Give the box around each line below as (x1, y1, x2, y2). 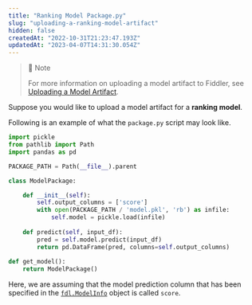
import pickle (8, 133, 56, 142)
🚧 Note (27, 63, 51, 72)
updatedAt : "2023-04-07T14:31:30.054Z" (8, 41, 141, 49)
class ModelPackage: (8, 177, 77, 185)
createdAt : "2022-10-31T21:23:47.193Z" (8, 33, 141, 42)
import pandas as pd (8, 148, 77, 156)
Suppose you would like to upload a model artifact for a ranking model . (8, 103, 243, 112)
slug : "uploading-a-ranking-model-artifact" (8, 19, 159, 27)
